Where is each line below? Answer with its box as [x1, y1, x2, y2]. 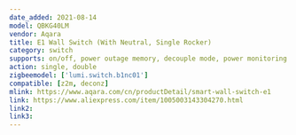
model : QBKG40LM [9, 21, 69, 30]
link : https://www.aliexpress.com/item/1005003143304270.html [9, 95, 244, 105]
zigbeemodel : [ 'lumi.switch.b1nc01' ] [9, 71, 149, 80]
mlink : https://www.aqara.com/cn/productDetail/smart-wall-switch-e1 [9, 87, 272, 96]
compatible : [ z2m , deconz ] [9, 79, 109, 88]
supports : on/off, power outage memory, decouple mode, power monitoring [9, 54, 288, 63]
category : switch [9, 46, 74, 55]
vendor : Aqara [9, 29, 62, 38]
